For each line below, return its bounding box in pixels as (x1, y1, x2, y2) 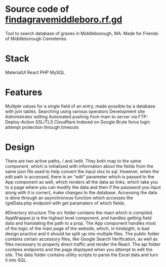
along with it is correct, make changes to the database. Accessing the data (5, 189, 157, 195)
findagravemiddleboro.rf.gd (5, 14, 123, 25)
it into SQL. (5, 257, 28, 263)
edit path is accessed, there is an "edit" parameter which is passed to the (5, 173, 155, 179)
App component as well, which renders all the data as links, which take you (5, 179, 158, 185)
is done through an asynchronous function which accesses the (5, 195, 133, 201)
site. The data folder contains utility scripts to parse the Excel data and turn (5, 252, 158, 258)
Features (5, 87, 42, 98)
